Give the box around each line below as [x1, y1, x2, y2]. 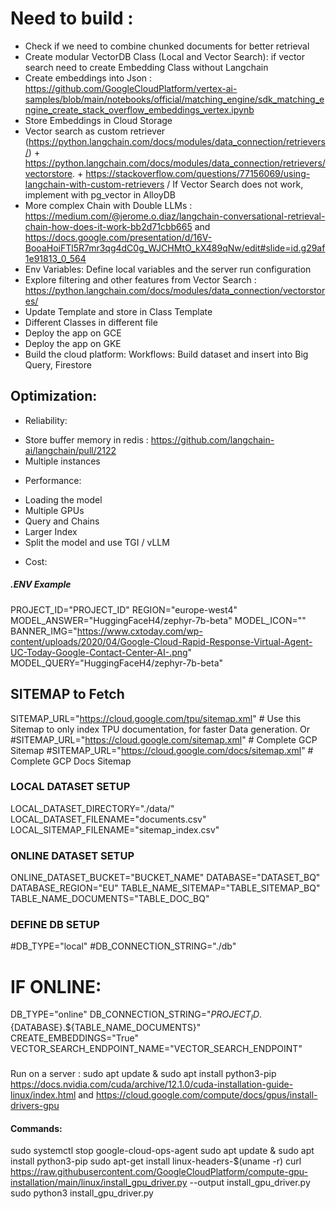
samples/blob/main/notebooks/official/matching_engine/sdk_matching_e [24, 93, 325, 105]
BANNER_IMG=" [10, 625, 78, 637]
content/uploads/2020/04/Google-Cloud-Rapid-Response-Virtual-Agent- [10, 635, 313, 647]
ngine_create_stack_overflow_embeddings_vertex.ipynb [24, 103, 255, 116]
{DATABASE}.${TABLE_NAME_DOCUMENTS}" [10, 1022, 202, 1034]
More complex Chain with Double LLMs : [24, 199, 193, 211]
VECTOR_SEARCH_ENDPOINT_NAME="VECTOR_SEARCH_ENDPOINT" [10, 1043, 303, 1055]
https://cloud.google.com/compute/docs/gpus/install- [95, 1089, 318, 1101]
